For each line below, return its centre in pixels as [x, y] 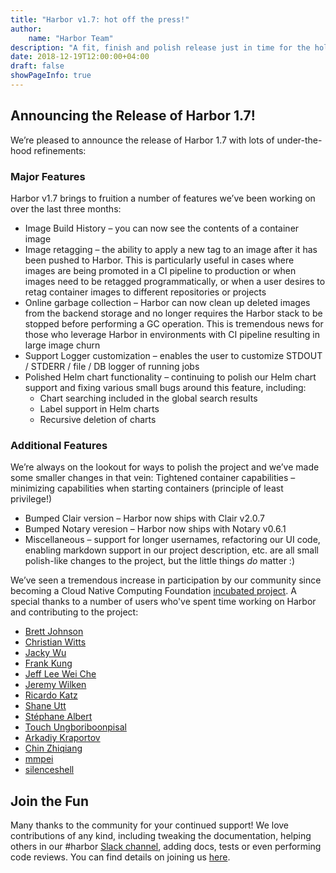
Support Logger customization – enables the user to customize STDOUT [173, 355]
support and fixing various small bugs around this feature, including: [165, 387]
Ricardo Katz [51, 695]
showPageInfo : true [51, 76]
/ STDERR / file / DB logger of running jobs [112, 366]
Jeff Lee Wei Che [60, 674]
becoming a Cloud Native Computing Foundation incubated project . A [153, 591]
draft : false [37, 66]
